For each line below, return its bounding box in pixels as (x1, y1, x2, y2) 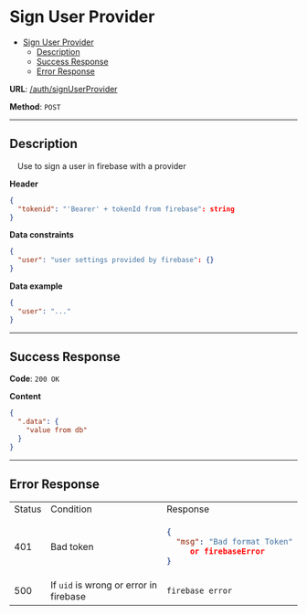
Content (9, 391, 41, 402)
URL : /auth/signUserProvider (9, 83, 118, 94)
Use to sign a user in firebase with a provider (17, 160, 186, 171)
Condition (49, 503, 93, 515)
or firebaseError (189, 546, 265, 557)
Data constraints (9, 229, 75, 240)
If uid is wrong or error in (49, 578, 158, 591)
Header (9, 178, 38, 189)
